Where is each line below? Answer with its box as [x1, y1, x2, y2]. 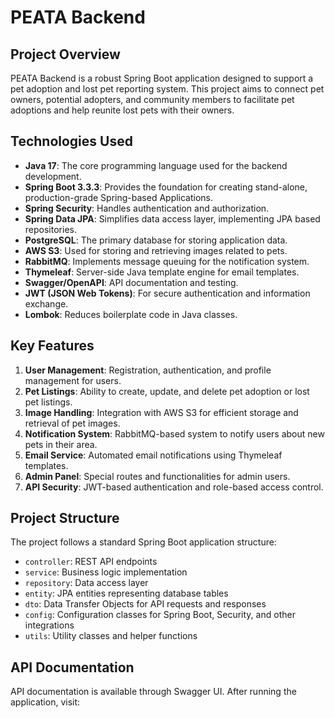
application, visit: [10, 696, 81, 708]
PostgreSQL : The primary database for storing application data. [24, 234, 288, 246]
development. [24, 170, 82, 182]
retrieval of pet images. [24, 417, 121, 429]
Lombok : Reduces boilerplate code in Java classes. [24, 308, 238, 320]
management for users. [24, 374, 122, 386]
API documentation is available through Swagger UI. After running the [10, 686, 297, 698]
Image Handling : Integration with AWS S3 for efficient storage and [24, 406, 299, 418]
